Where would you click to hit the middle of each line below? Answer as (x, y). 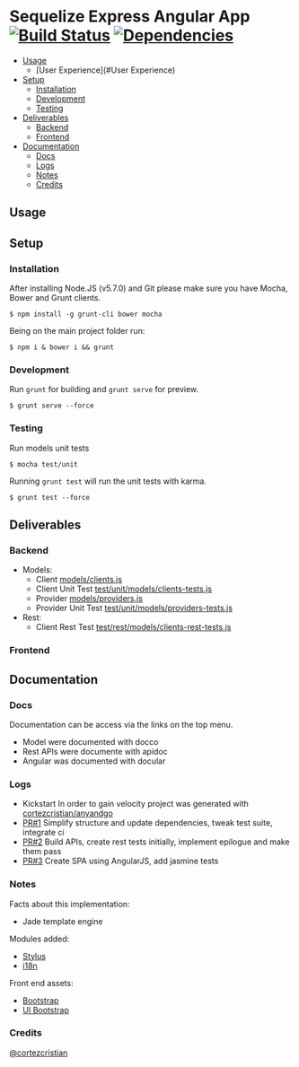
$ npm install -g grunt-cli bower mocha (86, 315)
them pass (42, 852)
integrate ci (43, 833)
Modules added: (40, 939)
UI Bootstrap (45, 1010)
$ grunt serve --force (52, 406)
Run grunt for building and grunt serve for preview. (104, 389)
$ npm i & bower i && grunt (62, 347)
